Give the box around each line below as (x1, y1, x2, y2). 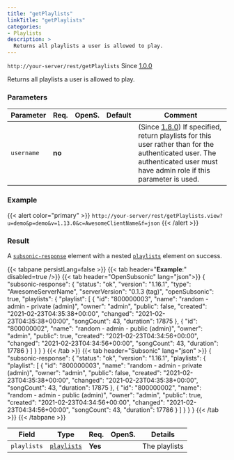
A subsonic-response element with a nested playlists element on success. (7, 251, 223, 260)
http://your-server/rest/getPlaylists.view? (91, 212, 223, 219)
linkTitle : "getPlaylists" (7, 17, 86, 24)
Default (106, 111, 132, 120)
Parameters (7, 92, 47, 102)
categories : (7, 23, 42, 30)
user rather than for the (138, 140, 214, 150)
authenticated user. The (138, 148, 217, 158)
